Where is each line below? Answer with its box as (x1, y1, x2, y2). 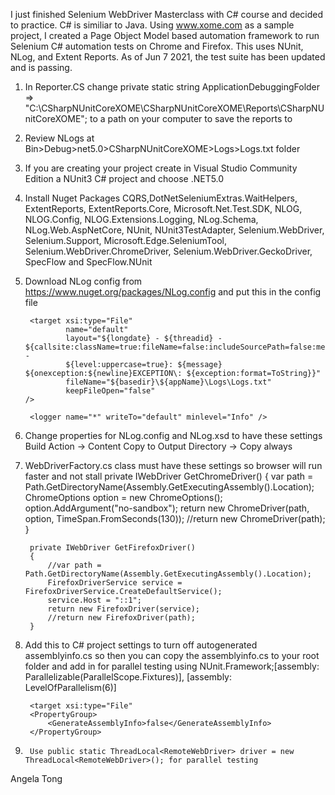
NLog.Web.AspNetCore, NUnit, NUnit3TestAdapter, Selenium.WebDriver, (24, 224, 325, 236)
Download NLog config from (24, 275, 143, 287)
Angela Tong (10, 773, 63, 784)
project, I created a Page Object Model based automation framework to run (10, 30, 320, 41)
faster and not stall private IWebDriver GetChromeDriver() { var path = (24, 470, 314, 482)
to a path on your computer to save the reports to (89, 113, 293, 124)
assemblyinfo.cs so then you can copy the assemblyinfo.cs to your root (24, 650, 320, 661)
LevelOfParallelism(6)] (24, 682, 117, 693)
